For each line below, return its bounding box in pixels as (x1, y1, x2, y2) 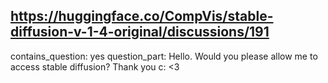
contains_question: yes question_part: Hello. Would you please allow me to (10, 50, 318, 62)
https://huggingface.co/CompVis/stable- (10, 8, 274, 25)
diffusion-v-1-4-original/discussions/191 (10, 24, 270, 41)
